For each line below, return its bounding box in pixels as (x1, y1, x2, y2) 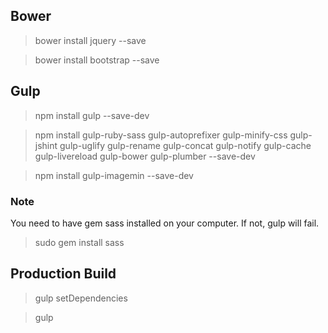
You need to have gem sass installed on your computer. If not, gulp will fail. (10, 217, 320, 229)
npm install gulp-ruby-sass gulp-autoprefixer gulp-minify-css (34, 129, 288, 141)
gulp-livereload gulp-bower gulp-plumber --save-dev (34, 150, 256, 162)
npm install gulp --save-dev (34, 109, 150, 121)
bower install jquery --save (34, 34, 147, 46)
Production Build (10, 265, 117, 283)
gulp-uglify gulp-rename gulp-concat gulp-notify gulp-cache (59, 139, 312, 151)
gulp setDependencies (34, 292, 128, 304)
